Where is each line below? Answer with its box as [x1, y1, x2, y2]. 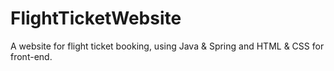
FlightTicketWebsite [10, 7, 182, 30]
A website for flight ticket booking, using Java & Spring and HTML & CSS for [10, 40, 325, 52]
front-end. [10, 50, 53, 62]
